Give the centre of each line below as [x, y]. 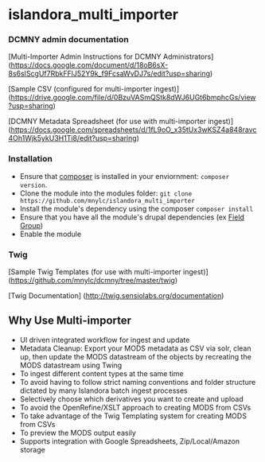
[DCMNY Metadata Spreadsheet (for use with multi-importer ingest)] [121, 122]
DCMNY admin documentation [68, 40]
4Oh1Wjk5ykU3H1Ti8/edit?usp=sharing [72, 138]
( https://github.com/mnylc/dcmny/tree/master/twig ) [93, 281]
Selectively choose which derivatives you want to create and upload [132, 398]
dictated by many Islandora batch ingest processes [104, 390]
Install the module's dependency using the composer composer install [136, 208]
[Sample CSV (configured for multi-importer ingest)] [94, 89]
